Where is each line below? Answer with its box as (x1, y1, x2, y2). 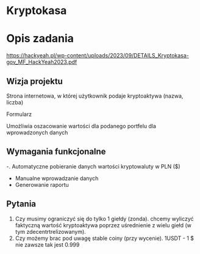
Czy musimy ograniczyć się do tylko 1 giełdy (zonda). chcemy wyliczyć (15, 215, 194, 222)
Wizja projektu (6, 76, 63, 86)
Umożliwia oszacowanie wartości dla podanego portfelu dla (6, 122, 157, 129)
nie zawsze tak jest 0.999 (15, 241, 80, 248)
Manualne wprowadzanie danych (15, 175, 99, 182)
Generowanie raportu (15, 181, 69, 188)
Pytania (6, 199, 37, 209)
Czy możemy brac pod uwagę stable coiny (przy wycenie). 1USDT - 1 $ (15, 234, 194, 242)
